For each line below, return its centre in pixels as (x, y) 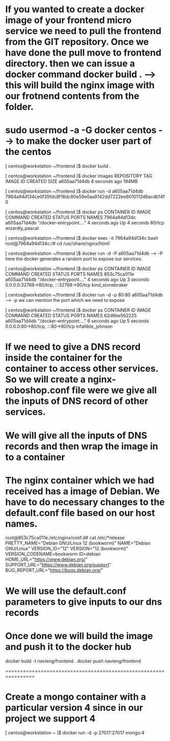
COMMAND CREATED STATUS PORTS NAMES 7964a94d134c (71, 217)
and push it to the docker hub (68, 647)
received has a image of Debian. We (82, 491)
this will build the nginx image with (80, 85)
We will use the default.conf (66, 591)
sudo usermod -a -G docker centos (81, 130)
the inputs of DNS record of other (77, 401)
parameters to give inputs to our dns (84, 602)
